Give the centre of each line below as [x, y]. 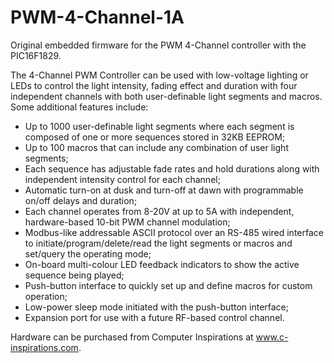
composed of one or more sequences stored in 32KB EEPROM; [155, 137]
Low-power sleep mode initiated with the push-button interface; [156, 307]
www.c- [272, 337]
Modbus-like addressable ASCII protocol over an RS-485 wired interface [174, 232]
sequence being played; [74, 275]
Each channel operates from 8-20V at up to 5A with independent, [159, 211]
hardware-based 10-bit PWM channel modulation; [127, 222]
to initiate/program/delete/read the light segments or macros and [158, 243]
